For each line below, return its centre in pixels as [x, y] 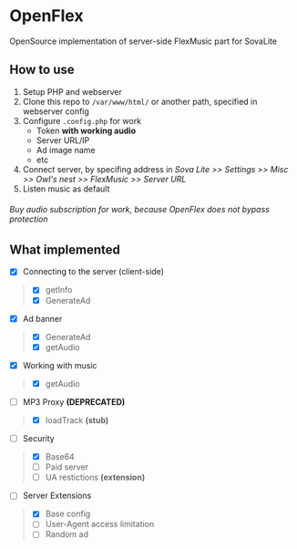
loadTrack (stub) [77, 420]
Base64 [60, 457]
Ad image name [66, 150]
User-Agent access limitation [100, 524]
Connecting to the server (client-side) [93, 272]
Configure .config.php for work [82, 120]
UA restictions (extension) [95, 477]
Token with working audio [86, 130]
